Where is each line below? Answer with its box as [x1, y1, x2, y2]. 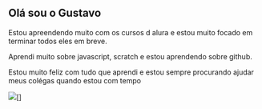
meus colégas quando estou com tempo [8, 75, 142, 85]
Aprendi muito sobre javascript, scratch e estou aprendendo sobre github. [8, 51, 252, 61]
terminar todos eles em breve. [8, 36, 107, 46]
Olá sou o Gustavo [8, 6, 102, 20]
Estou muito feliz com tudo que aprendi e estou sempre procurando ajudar [8, 67, 255, 77]
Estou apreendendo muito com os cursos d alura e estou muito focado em [8, 27, 253, 37]
